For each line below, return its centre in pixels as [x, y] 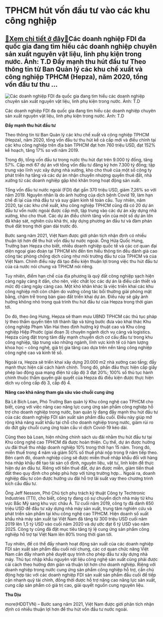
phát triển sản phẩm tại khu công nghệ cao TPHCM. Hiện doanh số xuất [77, 514]
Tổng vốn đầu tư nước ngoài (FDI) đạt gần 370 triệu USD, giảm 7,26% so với [81, 190]
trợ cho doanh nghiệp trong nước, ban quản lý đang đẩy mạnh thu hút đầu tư [81, 412]
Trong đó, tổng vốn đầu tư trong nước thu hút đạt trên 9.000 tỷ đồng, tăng [79, 160]
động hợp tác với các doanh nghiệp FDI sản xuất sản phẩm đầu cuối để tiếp [81, 575]
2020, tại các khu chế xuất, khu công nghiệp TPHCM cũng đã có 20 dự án [79, 205]
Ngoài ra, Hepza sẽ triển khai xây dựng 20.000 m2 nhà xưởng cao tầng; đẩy [81, 362]
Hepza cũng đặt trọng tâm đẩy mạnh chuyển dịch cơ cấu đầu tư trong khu [79, 337]
